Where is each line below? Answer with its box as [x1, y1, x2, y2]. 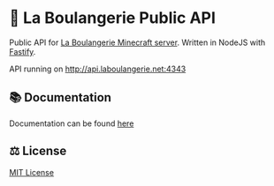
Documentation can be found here [9, 118, 134, 129]
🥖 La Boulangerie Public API [9, 8, 217, 28]
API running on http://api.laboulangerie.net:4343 [9, 63, 186, 74]
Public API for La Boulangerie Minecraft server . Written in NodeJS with [9, 37, 266, 48]
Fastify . [9, 46, 36, 56]
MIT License [9, 167, 55, 177]
